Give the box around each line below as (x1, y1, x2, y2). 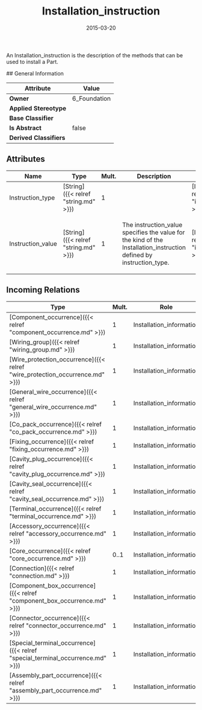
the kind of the (122, 235, 164, 244)
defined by (122, 250, 153, 259)
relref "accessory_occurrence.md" (9, 529, 107, 537)
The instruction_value (122, 220, 183, 229)
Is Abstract (9, 124, 42, 132)
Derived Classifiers (9, 133, 66, 142)
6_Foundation (72, 94, 111, 103)
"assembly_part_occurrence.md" (9, 686, 102, 694)
